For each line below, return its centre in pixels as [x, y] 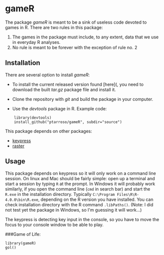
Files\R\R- [128, 194]
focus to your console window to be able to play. [54, 224]
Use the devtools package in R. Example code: [59, 108]
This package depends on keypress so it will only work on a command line [81, 173]
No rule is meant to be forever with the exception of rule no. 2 [75, 47]
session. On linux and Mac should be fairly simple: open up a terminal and [80, 178]
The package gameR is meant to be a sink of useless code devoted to [76, 22]
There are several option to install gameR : [48, 75]
